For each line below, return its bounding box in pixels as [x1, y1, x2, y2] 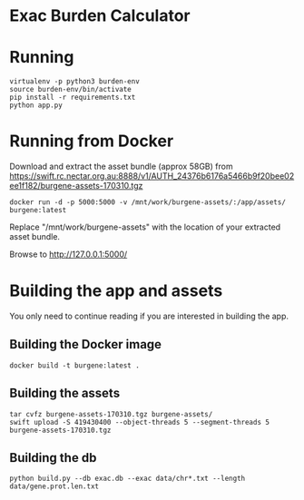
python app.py [9, 101, 64, 110]
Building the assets [9, 386, 121, 401]
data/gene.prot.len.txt [9, 482, 100, 491]
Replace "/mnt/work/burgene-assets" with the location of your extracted [9, 221, 281, 232]
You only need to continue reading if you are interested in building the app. [9, 310, 289, 321]
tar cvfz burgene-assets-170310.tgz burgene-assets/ [9, 409, 213, 418]
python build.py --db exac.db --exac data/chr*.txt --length [9, 474, 246, 484]
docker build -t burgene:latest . [9, 360, 141, 370]
